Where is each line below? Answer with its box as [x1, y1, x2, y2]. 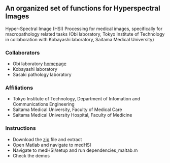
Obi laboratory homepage [12, 61, 67, 67]
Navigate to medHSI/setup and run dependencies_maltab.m [12, 147, 138, 153]
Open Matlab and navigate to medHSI [12, 142, 91, 148]
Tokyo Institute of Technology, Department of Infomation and [12, 96, 141, 102]
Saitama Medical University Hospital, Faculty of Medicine [12, 112, 132, 118]
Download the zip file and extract [12, 136, 82, 142]
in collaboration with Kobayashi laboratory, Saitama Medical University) [5, 36, 154, 42]
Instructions [5, 125, 37, 132]
